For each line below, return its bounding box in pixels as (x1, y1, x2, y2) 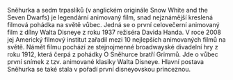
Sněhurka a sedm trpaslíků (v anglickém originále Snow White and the (7, 6, 209, 14)
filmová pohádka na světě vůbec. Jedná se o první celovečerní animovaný (7, 21, 220, 29)
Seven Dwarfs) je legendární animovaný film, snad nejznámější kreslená (7, 13, 214, 22)
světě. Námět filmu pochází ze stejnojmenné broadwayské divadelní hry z (7, 43, 218, 51)
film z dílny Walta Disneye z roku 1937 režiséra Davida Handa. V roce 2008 (7, 28, 221, 36)
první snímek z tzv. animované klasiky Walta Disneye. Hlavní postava (7, 58, 204, 65)
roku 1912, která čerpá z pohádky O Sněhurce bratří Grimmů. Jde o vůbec (7, 50, 218, 58)
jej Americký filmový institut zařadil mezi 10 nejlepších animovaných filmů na (7, 35, 226, 44)
